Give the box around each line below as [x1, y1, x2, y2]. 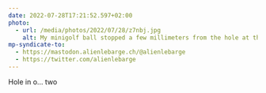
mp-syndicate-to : [8, 41, 66, 49]
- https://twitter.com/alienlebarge [15, 56, 136, 64]
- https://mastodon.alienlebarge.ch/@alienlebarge [15, 48, 186, 56]
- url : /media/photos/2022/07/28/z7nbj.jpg [15, 26, 161, 34]
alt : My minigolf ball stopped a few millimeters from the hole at [22, 33, 249, 42]
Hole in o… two [8, 76, 58, 87]
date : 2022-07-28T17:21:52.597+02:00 [8, 11, 133, 20]
